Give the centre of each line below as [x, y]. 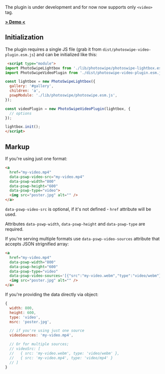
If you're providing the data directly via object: [52, 294]
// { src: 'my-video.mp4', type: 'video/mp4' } [61, 358]
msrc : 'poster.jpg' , [30, 322]
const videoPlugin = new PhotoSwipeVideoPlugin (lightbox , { [68, 109]
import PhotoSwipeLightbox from [38, 68]
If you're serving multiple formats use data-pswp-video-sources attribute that [82, 239]
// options [21, 113]
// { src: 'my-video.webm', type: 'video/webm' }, [65, 353]
